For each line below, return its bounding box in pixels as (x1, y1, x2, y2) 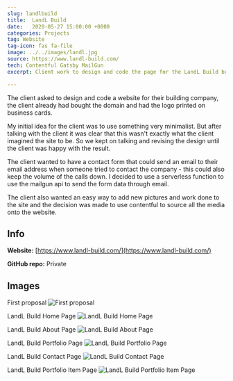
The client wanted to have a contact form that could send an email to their (7, 157, 218, 165)
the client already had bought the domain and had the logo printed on (7, 101, 206, 109)
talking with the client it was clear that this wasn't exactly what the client (7, 129, 214, 138)
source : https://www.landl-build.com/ (7, 56, 119, 63)
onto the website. (7, 208, 57, 216)
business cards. (7, 108, 53, 117)
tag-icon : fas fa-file (7, 42, 73, 49)
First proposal (7, 298, 47, 307)
